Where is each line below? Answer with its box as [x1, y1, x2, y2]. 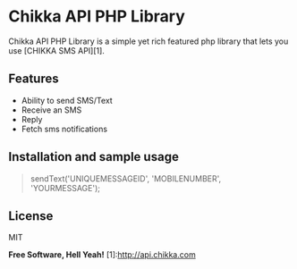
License [8, 208, 54, 223]
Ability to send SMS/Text [21, 95, 113, 105]
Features [8, 71, 59, 87]
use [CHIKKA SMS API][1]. [8, 45, 105, 55]
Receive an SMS [21, 105, 82, 115]
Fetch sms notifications [21, 123, 108, 134]
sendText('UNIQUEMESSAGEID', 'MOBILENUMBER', [30, 172, 222, 184]
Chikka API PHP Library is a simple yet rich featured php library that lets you [8, 36, 289, 46]
